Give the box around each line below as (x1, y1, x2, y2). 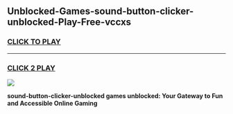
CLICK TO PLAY (7, 37, 61, 47)
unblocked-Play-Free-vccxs (7, 17, 132, 28)
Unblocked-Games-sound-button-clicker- (7, 6, 194, 17)
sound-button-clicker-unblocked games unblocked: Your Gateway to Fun (7, 91, 223, 99)
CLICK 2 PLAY (7, 63, 55, 73)
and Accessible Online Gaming (7, 99, 98, 107)
